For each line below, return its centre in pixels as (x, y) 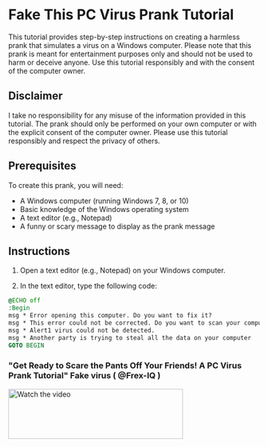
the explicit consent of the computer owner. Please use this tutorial (118, 132)
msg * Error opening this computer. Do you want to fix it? (110, 316)
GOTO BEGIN (26, 345)
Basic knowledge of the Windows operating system (104, 209)
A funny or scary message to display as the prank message (117, 226)
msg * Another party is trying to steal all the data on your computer (130, 337)
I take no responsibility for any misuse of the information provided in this (127, 115)
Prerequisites (42, 166)
